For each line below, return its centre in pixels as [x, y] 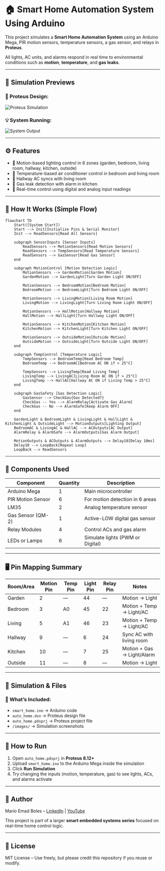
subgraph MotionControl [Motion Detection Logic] [66, 268]
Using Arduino [35, 23]
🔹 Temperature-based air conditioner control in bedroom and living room [86, 173]
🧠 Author [19, 799]
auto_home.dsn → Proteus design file [49, 716]
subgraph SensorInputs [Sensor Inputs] [55, 242]
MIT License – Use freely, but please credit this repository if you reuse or [79, 858]
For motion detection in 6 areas [120, 499]
